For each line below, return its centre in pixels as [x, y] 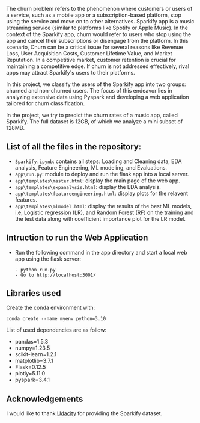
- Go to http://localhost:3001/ [55, 275]
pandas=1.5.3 [32, 342]
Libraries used [34, 293]
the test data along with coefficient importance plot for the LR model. [100, 218]
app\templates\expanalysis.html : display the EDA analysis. [88, 187]
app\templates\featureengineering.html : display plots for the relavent [101, 193]
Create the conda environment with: [51, 308]
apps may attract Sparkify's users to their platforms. [71, 73]
